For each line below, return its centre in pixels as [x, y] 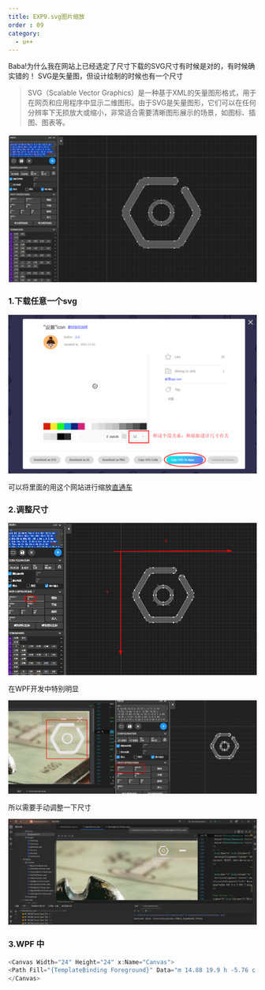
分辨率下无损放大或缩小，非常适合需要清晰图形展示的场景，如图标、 [138, 113]
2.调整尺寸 [28, 509]
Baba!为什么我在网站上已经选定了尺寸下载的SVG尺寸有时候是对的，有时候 [128, 66]
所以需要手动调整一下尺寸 [50, 807]
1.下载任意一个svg [43, 301]
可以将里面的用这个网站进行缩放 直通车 [70, 487]
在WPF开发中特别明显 [44, 689]
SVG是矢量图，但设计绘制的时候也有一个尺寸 [110, 76]
